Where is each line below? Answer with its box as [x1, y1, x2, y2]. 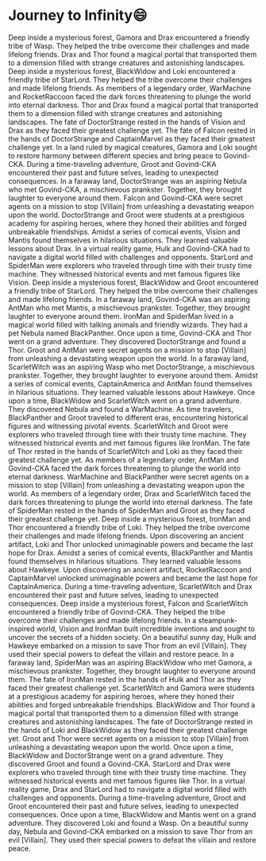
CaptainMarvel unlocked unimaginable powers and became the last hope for [8, 573, 258, 583]
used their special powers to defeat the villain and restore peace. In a [8, 649, 234, 658]
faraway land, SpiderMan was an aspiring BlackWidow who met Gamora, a [8, 657, 253, 667]
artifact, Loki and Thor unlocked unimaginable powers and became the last [8, 539, 253, 549]
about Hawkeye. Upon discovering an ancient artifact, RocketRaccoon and [8, 564, 252, 574]
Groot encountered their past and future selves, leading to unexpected [8, 801, 239, 811]
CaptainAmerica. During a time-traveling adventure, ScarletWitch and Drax [8, 581, 253, 591]
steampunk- [198, 615, 238, 625]
